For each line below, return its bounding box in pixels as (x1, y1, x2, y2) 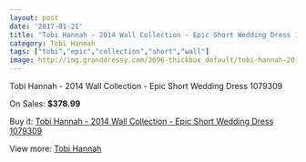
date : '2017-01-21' (9, 22, 84, 31)
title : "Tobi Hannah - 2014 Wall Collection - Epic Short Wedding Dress (9, 30, 291, 39)
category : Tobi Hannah (9, 38, 96, 48)
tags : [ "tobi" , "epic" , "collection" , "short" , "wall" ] (9, 47, 209, 56)
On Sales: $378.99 (9, 98, 81, 109)
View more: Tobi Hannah (9, 143, 102, 154)
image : (9, 56, 35, 65)
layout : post (9, 13, 59, 23)
